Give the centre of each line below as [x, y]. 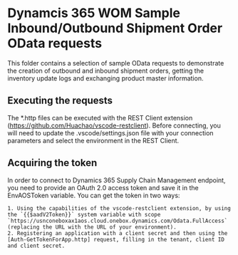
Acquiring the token [52, 163]
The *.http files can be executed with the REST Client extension [100, 118]
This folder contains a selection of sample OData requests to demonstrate [116, 63]
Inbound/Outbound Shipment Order [115, 28]
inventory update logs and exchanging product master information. [105, 78]
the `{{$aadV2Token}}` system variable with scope [84, 214]
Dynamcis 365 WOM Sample [94, 13]
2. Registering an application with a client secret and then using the [118, 233]
